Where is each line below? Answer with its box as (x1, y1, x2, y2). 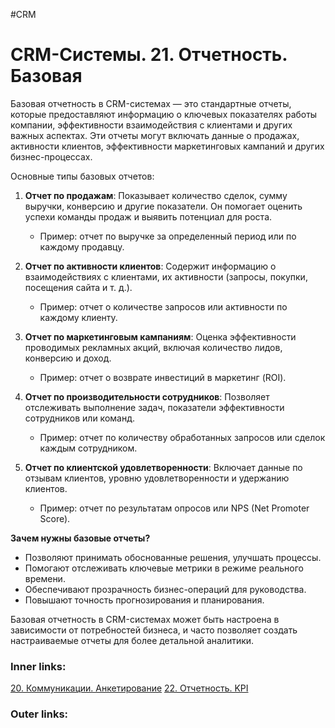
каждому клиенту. (39, 311, 118, 323)
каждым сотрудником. (39, 442, 138, 454)
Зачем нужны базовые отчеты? (10, 532, 151, 544)
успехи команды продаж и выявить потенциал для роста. (24, 210, 273, 223)
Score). (39, 512, 71, 524)
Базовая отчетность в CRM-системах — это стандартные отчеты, (10, 97, 292, 109)
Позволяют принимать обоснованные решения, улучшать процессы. (24, 551, 322, 563)
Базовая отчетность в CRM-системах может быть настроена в (10, 613, 280, 625)
